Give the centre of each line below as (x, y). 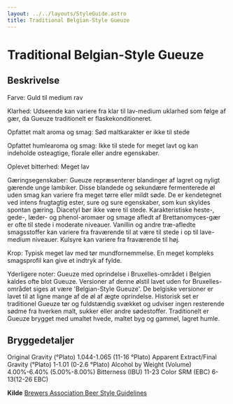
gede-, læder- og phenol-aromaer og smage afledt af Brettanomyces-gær (114, 217)
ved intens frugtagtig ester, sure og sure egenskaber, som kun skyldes (109, 202)
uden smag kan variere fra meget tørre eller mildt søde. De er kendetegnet (114, 195)
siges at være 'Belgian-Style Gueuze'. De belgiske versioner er (123, 289)
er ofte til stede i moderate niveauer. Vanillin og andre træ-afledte (101, 224)
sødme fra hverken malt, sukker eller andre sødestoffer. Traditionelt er (108, 311)
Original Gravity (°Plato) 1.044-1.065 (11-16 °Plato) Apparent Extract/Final (112, 357)
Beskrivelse (34, 81)
